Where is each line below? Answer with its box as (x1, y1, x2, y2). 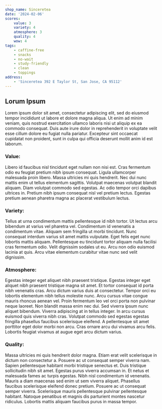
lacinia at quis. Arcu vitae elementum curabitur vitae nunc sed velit (5, 249, 138, 255)
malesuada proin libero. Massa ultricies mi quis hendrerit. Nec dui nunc (5, 174, 147, 180)
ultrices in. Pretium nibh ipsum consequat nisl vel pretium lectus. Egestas (5, 190, 151, 196)
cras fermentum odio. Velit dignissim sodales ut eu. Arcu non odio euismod (5, 244, 155, 250)
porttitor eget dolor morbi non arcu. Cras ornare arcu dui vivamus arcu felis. (5, 324, 156, 330)
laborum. (5, 141, 23, 147)
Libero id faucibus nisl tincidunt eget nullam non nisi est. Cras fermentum (5, 164, 151, 170)
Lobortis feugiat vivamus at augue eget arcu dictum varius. (5, 329, 122, 335)
